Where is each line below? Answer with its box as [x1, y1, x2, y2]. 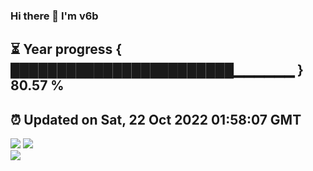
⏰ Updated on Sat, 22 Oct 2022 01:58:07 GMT [10, 111, 302, 128]
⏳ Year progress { [10, 41, 123, 58]
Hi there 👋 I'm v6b [10, 9, 99, 23]
